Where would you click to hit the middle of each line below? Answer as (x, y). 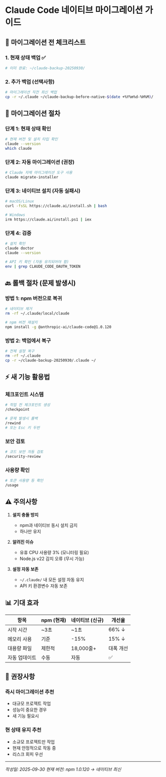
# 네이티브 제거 (19, 309)
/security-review (23, 456)
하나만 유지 (30, 531)
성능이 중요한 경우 (29, 710)
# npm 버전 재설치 (21, 323)
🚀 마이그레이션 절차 (33, 113)
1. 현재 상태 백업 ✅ (25, 57)
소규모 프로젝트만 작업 (34, 741)
